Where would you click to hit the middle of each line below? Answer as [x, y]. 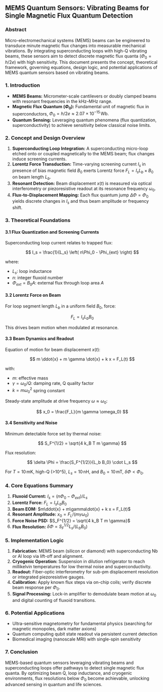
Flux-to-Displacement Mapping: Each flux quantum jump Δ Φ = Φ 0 [80, 195]
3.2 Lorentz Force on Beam [33, 295]
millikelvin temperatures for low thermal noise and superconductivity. [82, 567]
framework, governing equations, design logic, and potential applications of [81, 68]
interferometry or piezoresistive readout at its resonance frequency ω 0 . [84, 189]
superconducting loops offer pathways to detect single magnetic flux [75, 668]
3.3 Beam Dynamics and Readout [40, 339]
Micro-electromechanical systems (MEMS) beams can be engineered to [78, 40]
